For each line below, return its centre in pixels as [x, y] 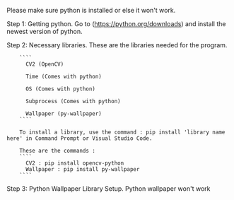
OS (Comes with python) [60, 89]
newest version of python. [45, 31]
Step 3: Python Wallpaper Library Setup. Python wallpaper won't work [109, 189]
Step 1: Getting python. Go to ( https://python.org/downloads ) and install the [116, 24]
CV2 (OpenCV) [45, 64]
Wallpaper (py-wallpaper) [63, 114]
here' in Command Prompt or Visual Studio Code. [80, 139]
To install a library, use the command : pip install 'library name [122, 132]
